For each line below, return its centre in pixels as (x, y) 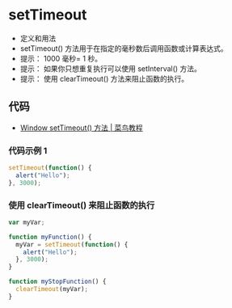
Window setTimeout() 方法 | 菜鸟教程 (81, 128)
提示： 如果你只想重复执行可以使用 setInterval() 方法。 (111, 68)
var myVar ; (27, 222)
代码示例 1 (28, 150)
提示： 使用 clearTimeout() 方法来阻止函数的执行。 (104, 78)
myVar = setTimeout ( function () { (72, 244)
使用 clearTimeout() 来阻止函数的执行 (82, 205)
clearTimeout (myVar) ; (52, 289)
